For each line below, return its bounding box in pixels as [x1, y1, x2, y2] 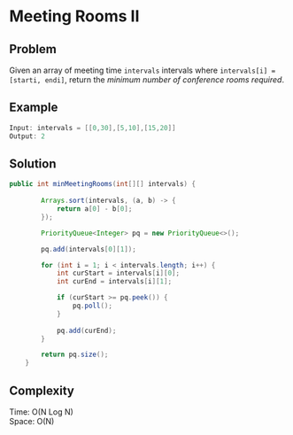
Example [9, 100, 58, 115]
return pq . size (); [41, 350, 109, 360]
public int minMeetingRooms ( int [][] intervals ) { [9, 180, 197, 189]
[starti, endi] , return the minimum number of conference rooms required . [9, 74, 285, 85]
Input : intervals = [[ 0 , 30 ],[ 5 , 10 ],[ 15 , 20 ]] [9, 123, 176, 132]
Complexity [9, 383, 75, 398]
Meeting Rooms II [9, 6, 140, 27]
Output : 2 [9, 131, 46, 141]
